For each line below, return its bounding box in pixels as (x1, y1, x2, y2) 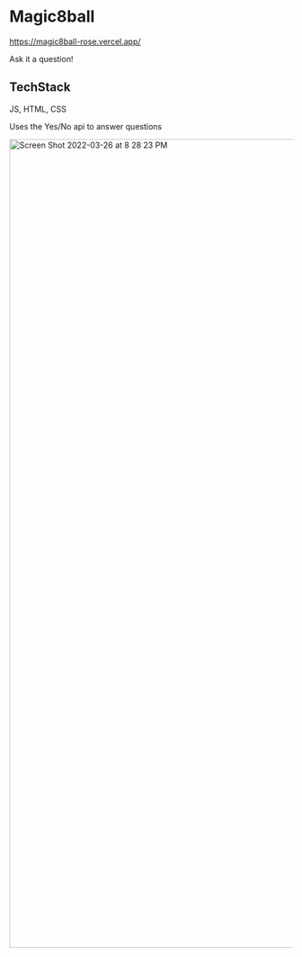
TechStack (9, 79, 71, 95)
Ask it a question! (9, 53, 74, 64)
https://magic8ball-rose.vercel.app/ (9, 36, 141, 47)
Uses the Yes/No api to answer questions (9, 121, 163, 131)
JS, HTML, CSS (9, 104, 67, 114)
